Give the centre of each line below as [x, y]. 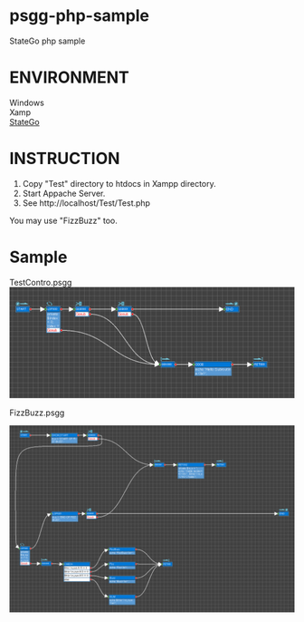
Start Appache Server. [64, 193]
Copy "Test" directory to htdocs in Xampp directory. [119, 183]
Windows [27, 102]
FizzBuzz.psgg [37, 413]
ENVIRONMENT [69, 78]
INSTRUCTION [65, 159]
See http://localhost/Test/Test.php [86, 203]
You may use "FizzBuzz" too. [63, 220]
